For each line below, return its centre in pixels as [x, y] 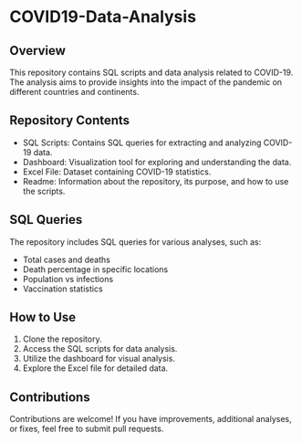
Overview [38, 51]
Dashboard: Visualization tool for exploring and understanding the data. [157, 162]
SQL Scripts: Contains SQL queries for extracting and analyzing [142, 142]
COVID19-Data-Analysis [103, 17]
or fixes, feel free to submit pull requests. [87, 429]
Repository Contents [70, 121]
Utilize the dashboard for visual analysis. [99, 359]
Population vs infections [68, 279]
